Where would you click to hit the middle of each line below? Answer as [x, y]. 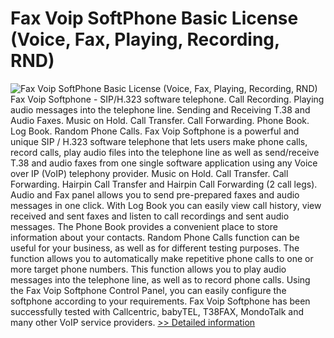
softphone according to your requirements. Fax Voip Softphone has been [160, 301]
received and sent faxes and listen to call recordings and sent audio [150, 216]
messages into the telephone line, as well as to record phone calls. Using [160, 279]
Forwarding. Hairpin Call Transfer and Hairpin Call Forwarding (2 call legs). [164, 184]
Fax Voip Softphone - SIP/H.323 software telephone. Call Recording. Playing [167, 99]
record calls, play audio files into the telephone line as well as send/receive [165, 152]
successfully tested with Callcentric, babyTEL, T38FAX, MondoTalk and [157, 311]
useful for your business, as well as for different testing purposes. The [155, 248]
